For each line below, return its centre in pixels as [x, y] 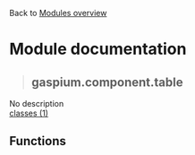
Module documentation [98, 49]
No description [37, 103]
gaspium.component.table [107, 82]
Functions [38, 141]
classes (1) [29, 113]
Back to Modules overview [58, 13]
